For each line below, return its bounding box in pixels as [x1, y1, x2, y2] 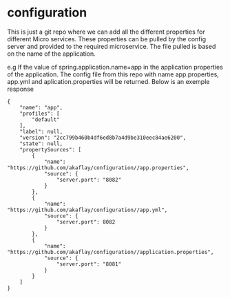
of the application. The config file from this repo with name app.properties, [7, 70, 219, 78]
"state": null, [19, 140, 63, 147]
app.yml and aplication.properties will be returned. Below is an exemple [7, 77, 210, 85]
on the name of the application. [7, 50, 96, 58]
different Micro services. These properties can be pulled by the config [7, 34, 207, 43]
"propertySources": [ [19, 146, 81, 153]
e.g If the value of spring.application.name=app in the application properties [7, 63, 224, 71]
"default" [32, 116, 60, 123]
